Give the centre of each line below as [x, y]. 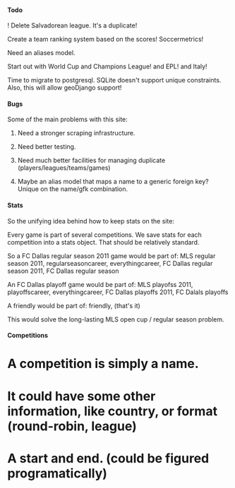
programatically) [58, 473]
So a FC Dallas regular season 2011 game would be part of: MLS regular [112, 256]
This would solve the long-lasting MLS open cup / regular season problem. [116, 319]
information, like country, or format [112, 411]
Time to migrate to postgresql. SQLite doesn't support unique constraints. [114, 80]
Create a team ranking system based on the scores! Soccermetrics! [106, 39]
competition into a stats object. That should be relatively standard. [103, 242]
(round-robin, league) [72, 426]
